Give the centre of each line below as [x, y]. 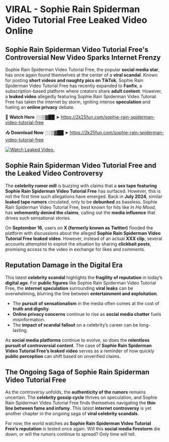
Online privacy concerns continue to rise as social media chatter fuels [87, 314]
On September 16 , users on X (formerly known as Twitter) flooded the [79, 228]
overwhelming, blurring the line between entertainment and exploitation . [81, 293]
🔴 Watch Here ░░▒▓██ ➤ [33, 117]
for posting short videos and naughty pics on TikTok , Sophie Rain [74, 80]
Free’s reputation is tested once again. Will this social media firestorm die [83, 429]
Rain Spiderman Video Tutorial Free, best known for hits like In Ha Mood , [81, 207]
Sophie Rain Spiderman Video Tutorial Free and [81, 166]
